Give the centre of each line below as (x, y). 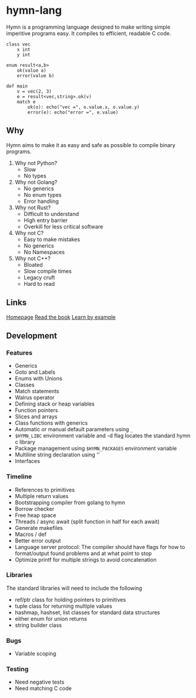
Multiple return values (41, 496)
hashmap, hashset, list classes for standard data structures (87, 612)
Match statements (37, 391)
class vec (18, 44)
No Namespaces (44, 252)
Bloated (33, 264)
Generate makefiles (39, 528)
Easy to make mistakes (52, 239)
